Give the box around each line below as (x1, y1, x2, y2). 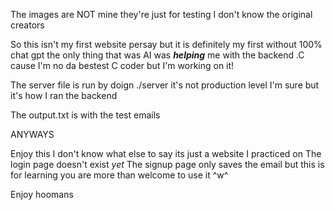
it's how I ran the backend (10, 90, 118, 101)
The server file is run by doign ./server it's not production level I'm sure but (10, 79, 320, 91)
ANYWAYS (10, 129, 55, 140)
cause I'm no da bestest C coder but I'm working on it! (10, 60, 235, 71)
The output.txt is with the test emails (10, 109, 161, 121)
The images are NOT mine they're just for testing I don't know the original (10, 9, 313, 20)
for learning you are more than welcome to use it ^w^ (10, 169, 229, 181)
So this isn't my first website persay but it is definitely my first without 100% (10, 39, 323, 50)
